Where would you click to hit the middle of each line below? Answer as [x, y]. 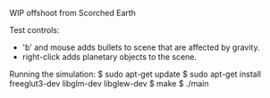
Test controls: [34, 30]
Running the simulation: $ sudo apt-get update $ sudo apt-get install [135, 74]
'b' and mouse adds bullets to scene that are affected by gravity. [141, 47]
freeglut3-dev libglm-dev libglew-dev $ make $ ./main [109, 83]
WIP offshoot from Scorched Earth [73, 13]
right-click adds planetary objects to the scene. [110, 57]
